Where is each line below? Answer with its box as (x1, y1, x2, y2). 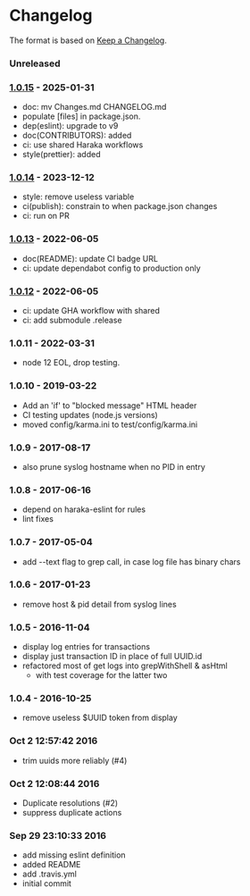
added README (21, 859, 81, 870)
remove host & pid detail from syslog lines (21, 599, 177, 609)
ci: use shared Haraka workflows (21, 139, 144, 150)
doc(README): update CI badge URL (21, 253, 159, 264)
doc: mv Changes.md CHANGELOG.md (21, 102, 167, 113)
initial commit (21, 878, 71, 889)
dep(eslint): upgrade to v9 (21, 121, 119, 131)
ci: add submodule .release (21, 314, 122, 326)
